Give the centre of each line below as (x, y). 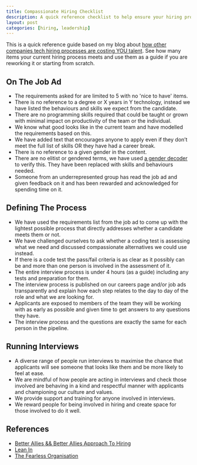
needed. (25, 171)
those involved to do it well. (47, 410)
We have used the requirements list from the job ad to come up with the (101, 222)
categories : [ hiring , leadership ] (48, 28)
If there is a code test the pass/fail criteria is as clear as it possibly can (99, 260)
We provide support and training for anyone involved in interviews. (95, 398)
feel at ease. (30, 373)
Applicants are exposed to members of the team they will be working (98, 303)
